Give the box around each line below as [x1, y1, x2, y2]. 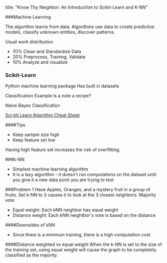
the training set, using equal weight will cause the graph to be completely [5, 247, 156, 253]
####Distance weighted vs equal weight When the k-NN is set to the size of [5, 241, 162, 247]
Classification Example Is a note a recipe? [5, 93, 91, 99]
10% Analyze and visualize [12, 59, 68, 65]
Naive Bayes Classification [5, 102, 60, 108]
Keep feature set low [12, 137, 56, 143]
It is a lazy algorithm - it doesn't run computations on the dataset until [12, 172, 156, 178]
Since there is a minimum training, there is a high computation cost [12, 232, 150, 238]
